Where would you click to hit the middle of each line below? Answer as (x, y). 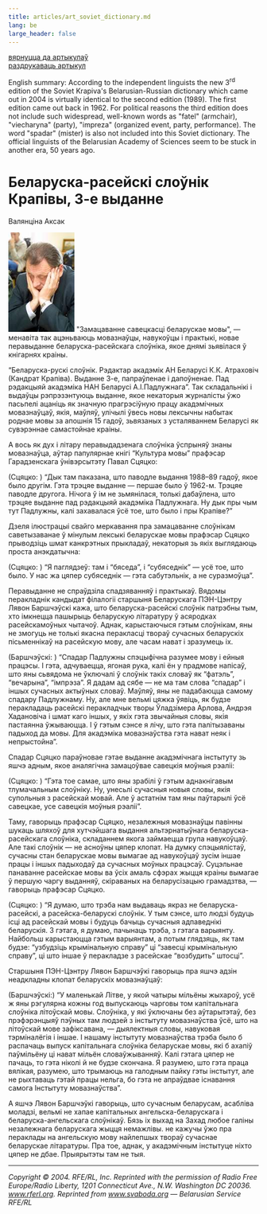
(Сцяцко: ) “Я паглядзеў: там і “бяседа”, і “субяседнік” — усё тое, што (126, 567)
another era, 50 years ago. (52, 150)
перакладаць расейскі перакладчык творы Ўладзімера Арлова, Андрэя (130, 708)
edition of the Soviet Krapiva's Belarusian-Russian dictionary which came (128, 91)
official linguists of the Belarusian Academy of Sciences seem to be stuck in (132, 142)
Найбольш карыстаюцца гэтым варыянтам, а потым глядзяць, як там (126, 939)
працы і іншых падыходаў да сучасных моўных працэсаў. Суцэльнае (126, 864)
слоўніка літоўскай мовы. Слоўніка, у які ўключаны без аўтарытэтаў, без (132, 1012)
